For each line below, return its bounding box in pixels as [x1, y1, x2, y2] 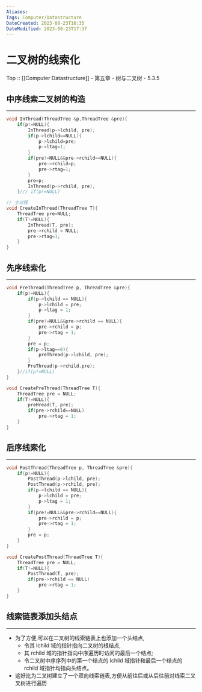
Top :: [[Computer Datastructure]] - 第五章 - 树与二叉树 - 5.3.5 [6, 75, 160, 82]
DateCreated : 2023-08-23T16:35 [6, 20, 85, 26]
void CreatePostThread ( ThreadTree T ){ [6, 554, 103, 560]
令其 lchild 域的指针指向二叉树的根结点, [23, 641, 121, 649]
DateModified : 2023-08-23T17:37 [6, 25, 87, 32]
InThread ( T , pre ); [28, 222, 74, 228]
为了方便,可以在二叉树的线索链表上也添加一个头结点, [14, 634, 145, 641]
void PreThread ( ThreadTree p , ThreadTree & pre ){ [6, 285, 130, 291]
